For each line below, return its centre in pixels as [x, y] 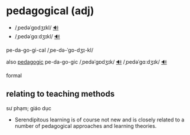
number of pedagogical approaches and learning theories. [86, 126]
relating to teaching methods [60, 94]
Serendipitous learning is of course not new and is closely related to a [99, 120]
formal [14, 75]
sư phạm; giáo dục [29, 108]
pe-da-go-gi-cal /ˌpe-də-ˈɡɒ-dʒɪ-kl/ [50, 50]
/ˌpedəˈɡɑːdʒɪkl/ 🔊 [37, 36]
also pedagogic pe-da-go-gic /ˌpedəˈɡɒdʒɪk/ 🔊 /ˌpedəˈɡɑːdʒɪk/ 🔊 [86, 62]
